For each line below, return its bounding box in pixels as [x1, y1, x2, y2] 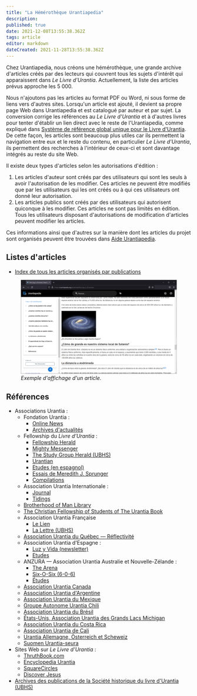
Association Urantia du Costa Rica [23, 621, 106, 628]
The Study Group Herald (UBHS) [32, 451, 111, 458]
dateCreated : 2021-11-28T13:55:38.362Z [6, 47, 104, 53]
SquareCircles [23, 665, 58, 672]
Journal [32, 489, 51, 496]
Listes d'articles [6, 252, 66, 262]
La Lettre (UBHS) [32, 526, 74, 534]
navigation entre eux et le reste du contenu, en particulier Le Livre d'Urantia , [6, 138, 191, 145]
